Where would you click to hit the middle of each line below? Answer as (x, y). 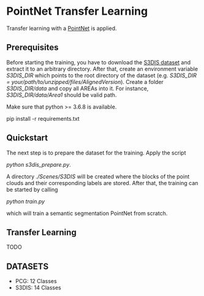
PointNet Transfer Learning (77, 11)
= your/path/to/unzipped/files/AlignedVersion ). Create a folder (85, 82)
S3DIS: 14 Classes (38, 288)
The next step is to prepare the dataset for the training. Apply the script (96, 153)
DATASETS (28, 266)
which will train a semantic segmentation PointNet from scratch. (87, 213)
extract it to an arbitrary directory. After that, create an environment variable (102, 69)
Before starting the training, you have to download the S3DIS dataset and (99, 62)
